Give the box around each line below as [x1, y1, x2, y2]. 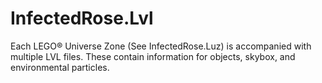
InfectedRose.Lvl [10, 7, 154, 30]
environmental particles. [10, 61, 110, 73]
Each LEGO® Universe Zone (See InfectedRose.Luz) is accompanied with [10, 40, 312, 52]
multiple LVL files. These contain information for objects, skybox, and [10, 50, 296, 62]
